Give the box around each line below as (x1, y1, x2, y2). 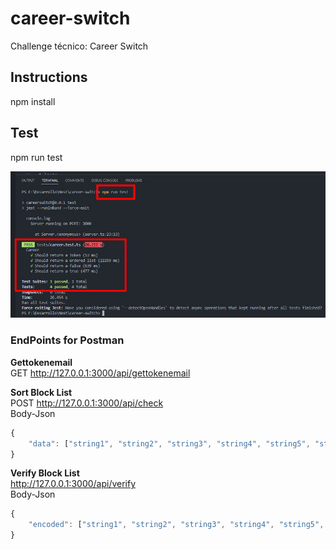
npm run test (10, 151, 63, 163)
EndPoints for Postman (10, 333, 125, 347)
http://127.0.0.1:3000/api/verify (10, 478, 137, 490)
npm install (10, 95, 56, 107)
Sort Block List (10, 386, 73, 398)
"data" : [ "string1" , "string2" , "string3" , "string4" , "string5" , (28, 438, 311, 449)
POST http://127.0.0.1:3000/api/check (10, 397, 164, 409)
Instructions (10, 69, 88, 86)
